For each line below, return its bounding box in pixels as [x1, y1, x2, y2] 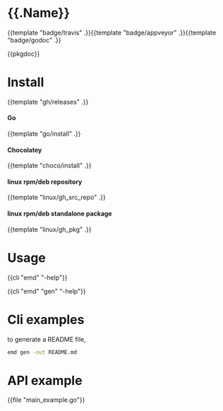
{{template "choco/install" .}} [7, 161, 92, 170]
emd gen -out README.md [7, 348, 78, 356]
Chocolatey [7, 145, 42, 154]
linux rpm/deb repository [7, 177, 83, 186]
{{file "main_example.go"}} [7, 395, 85, 404]
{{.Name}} [7, 5, 71, 21]
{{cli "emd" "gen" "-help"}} [7, 287, 86, 295]
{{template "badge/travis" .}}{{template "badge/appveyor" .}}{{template [7, 28, 217, 37]
